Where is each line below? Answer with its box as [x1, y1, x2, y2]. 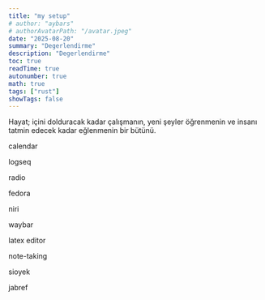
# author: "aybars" [8, 19, 75, 28]
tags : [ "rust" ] [8, 87, 60, 96]
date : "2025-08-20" [8, 34, 75, 43]
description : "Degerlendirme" [8, 49, 111, 58]
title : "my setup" [8, 11, 71, 20]
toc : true [8, 58, 42, 66]
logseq [8, 157, 32, 167]
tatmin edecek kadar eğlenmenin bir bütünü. [8, 126, 156, 135]
